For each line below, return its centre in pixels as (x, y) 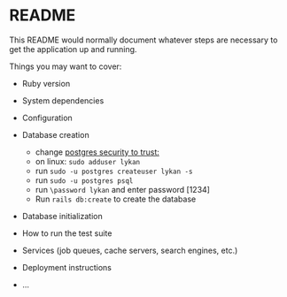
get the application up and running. (73, 49)
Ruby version (46, 83)
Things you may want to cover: (66, 66)
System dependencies (63, 100)
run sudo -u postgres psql (84, 180)
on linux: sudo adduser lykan (88, 161)
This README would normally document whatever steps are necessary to (143, 40)
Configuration (47, 118)
